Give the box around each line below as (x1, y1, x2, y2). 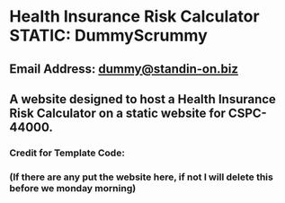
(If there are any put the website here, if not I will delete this (9, 171, 274, 183)
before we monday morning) (9, 181, 137, 194)
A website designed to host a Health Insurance (9, 92, 277, 107)
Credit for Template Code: (9, 146, 126, 159)
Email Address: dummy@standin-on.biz (9, 61, 239, 76)
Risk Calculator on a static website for (9, 105, 227, 120)
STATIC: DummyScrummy (9, 25, 209, 46)
